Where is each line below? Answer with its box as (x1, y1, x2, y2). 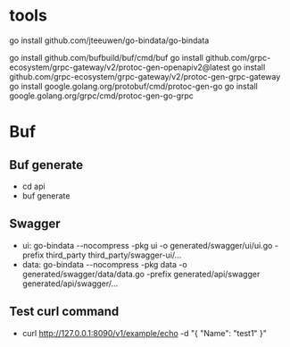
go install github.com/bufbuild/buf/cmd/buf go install (9, 52, 203, 63)
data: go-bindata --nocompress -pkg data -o (21, 258, 187, 269)
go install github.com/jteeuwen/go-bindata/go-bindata (9, 35, 210, 46)
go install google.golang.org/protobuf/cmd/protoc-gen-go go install (9, 80, 259, 91)
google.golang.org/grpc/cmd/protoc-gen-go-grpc (9, 90, 195, 101)
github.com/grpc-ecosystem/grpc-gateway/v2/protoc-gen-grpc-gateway (9, 71, 281, 81)
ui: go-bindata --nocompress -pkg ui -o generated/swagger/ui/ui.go (21, 240, 273, 250)
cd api (21, 181, 46, 191)
